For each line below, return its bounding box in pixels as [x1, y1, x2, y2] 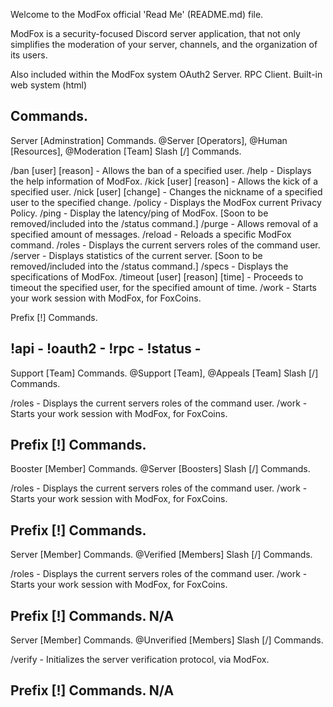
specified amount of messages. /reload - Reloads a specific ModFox [10, 228, 292, 240]
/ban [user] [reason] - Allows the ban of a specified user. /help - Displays [10, 164, 312, 176]
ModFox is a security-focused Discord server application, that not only [10, 28, 301, 39]
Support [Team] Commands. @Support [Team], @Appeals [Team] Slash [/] [10, 367, 319, 379]
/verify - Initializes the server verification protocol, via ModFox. [10, 654, 270, 666]
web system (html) [10, 79, 88, 91]
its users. [10, 49, 48, 61]
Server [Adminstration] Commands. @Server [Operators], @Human [10, 134, 288, 146]
